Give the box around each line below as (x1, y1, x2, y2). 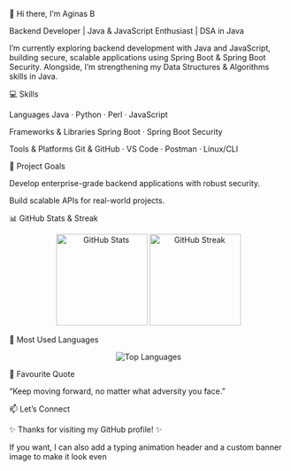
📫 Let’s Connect (9, 404, 71, 414)
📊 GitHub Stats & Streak (9, 213, 99, 224)
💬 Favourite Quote (9, 369, 75, 379)
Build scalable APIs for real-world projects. (9, 195, 165, 206)
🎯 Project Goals (9, 161, 66, 171)
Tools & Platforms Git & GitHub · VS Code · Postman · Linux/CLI (9, 144, 239, 154)
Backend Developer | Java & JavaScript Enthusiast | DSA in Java (9, 26, 245, 35)
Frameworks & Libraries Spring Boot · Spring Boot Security (9, 127, 223, 137)
